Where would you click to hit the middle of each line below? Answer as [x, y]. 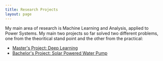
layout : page [18, 14]
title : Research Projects [31, 10]
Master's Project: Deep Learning [45, 48]
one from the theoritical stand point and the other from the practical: [74, 38]
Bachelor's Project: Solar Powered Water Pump [60, 53]
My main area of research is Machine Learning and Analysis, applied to [77, 28]
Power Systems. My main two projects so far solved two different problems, [82, 33]
